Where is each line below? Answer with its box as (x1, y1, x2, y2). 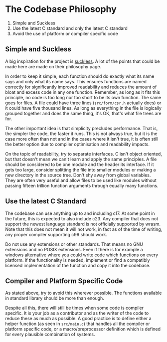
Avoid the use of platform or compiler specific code (12, 30, 118, 36)
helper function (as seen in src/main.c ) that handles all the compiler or (5, 321, 151, 327)
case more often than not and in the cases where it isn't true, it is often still (5, 136, 159, 142)
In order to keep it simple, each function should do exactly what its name (5, 73, 155, 79)
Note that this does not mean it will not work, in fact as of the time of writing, (5, 226, 163, 232)
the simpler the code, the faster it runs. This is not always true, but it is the (5, 131, 158, 137)
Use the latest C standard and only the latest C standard (12, 25, 128, 31)
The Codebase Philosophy (5, 3, 117, 15)
